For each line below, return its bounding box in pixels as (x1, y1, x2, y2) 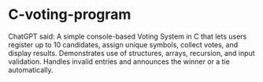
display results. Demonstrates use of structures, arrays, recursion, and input (8, 48, 255, 58)
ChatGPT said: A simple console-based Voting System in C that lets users (8, 32, 247, 41)
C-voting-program (8, 6, 131, 24)
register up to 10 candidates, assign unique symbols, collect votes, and (8, 39, 239, 49)
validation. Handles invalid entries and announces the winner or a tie (8, 57, 230, 66)
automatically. (8, 65, 54, 74)
